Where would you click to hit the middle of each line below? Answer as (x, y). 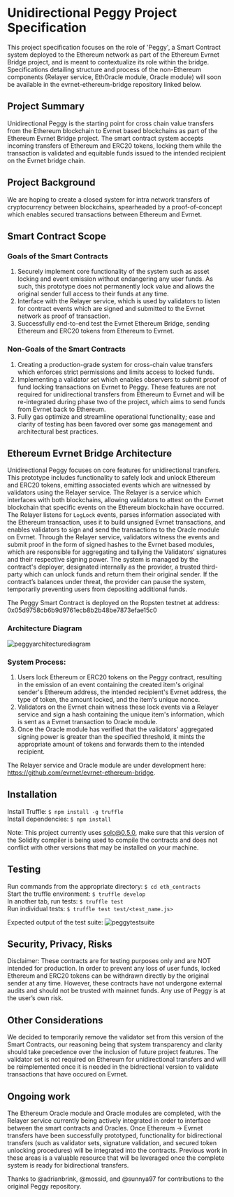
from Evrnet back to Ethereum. (61, 409)
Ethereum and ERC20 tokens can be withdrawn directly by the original (108, 976)
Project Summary (46, 106)
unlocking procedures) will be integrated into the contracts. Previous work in (117, 1151)
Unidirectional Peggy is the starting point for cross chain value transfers (111, 123)
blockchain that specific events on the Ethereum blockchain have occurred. (116, 507)
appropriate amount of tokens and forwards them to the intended (111, 744)
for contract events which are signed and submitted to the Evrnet (111, 309)
